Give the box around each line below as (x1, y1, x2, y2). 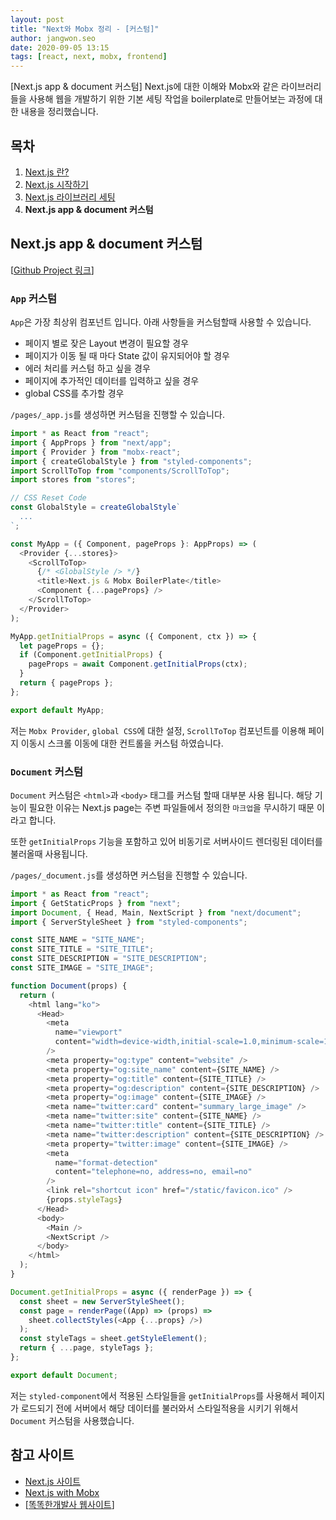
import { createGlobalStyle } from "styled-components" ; (10, 456, 253, 466)
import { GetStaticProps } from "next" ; (10, 898, 182, 908)
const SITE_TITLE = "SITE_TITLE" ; (10, 944, 155, 955)
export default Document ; (10, 1370, 118, 1380)
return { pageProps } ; (19, 678, 114, 688)
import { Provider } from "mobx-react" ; (10, 447, 182, 457)
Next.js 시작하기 (24, 178, 89, 190)
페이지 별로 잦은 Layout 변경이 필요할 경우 (24, 337, 190, 350)
